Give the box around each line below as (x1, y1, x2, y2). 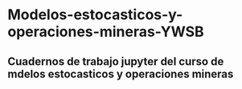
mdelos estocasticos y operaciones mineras (7, 67, 234, 81)
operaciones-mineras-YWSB (7, 22, 204, 41)
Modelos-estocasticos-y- (7, 6, 183, 24)
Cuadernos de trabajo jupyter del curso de (7, 55, 224, 68)
